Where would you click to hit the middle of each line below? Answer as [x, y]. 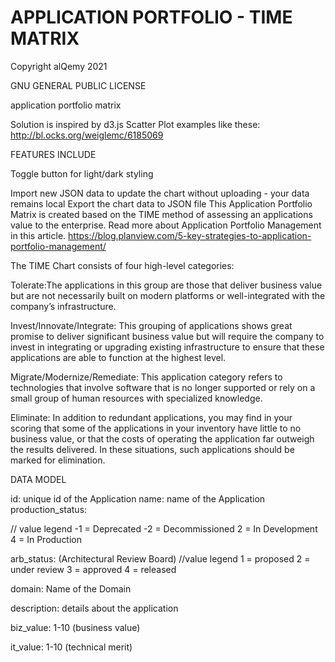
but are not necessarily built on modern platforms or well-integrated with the [168, 295]
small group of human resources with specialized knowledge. [136, 398]
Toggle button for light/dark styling [82, 173]
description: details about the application [94, 608]
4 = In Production [46, 539]
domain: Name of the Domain [71, 588]
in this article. [38, 235]
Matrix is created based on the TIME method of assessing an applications [161, 214]
